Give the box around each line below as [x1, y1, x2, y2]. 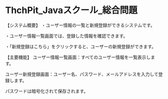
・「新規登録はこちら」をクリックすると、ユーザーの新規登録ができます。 [5, 43, 156, 49]
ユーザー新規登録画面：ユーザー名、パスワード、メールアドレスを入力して [5, 71, 159, 77]
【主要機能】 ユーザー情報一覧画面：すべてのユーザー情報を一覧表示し [5, 54, 151, 60]
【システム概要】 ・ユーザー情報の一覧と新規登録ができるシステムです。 [5, 22, 155, 28]
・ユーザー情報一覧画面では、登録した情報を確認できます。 [5, 33, 128, 39]
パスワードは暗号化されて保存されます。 [5, 88, 89, 94]
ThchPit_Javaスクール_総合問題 [5, 5, 138, 16]
